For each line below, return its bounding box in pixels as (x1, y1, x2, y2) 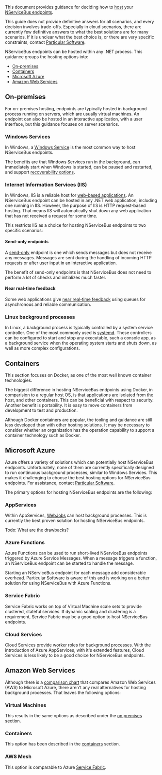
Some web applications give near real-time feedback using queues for (5, 296, 146, 302)
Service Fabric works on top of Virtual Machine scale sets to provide (5, 603, 142, 609)
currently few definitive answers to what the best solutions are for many (5, 29, 149, 34)
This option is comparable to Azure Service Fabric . (5, 764, 107, 770)
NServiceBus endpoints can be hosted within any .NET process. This (5, 49, 143, 54)
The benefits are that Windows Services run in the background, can (5, 159, 141, 165)
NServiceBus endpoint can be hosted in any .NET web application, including (5, 198, 158, 203)
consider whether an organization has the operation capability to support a (5, 427, 155, 433)
